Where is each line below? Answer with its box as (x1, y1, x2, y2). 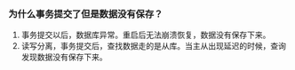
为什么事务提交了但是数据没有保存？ (8, 7, 163, 19)
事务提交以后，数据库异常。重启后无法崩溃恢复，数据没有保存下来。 (20, 29, 271, 41)
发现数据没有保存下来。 (20, 51, 108, 63)
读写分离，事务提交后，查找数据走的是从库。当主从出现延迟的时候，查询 (20, 41, 286, 51)
